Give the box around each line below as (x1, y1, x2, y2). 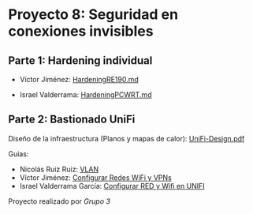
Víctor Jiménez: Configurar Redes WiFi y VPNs (19, 172, 172, 182)
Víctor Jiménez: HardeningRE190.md (19, 75, 140, 84)
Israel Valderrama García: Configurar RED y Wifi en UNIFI (19, 181, 205, 190)
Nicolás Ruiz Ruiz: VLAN (19, 164, 99, 174)
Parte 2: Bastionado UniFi (8, 113, 136, 126)
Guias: (8, 148, 29, 159)
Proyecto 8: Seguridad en (8, 6, 179, 24)
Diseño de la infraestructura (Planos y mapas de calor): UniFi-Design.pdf (8, 133, 245, 143)
